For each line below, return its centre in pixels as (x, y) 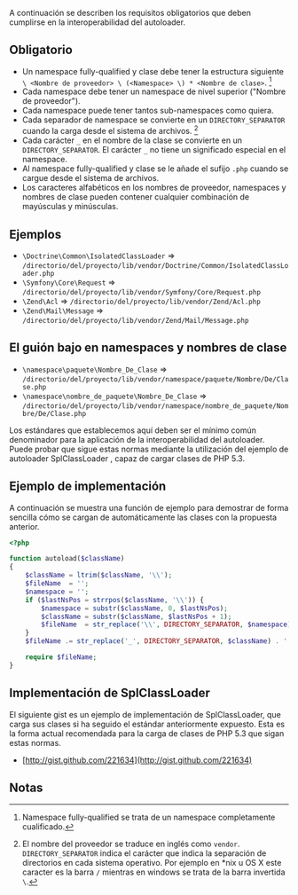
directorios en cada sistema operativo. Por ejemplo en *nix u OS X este (152, 863)
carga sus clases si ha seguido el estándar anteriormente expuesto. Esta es (147, 724)
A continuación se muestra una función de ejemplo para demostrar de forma (149, 507)
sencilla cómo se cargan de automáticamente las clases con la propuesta (143, 517)
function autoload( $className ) (67, 559)
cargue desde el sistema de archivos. (90, 178)
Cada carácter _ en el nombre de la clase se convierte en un (132, 140)
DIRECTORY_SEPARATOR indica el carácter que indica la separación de (144, 853)
